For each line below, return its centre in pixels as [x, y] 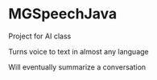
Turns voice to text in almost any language [78, 51]
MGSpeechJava [63, 14]
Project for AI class [40, 36]
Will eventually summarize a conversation [77, 67]
